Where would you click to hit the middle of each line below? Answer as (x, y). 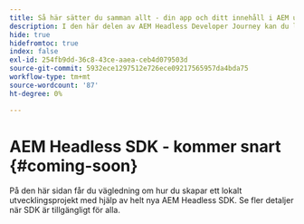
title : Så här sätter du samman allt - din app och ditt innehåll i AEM (149, 18)
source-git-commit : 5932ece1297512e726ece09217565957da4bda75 (129, 69)
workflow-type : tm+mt (50, 77)
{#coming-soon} (74, 166)
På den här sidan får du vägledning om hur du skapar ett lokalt (126, 190)
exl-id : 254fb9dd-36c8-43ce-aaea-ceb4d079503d (99, 60)
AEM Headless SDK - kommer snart (145, 146)
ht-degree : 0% (36, 93)
